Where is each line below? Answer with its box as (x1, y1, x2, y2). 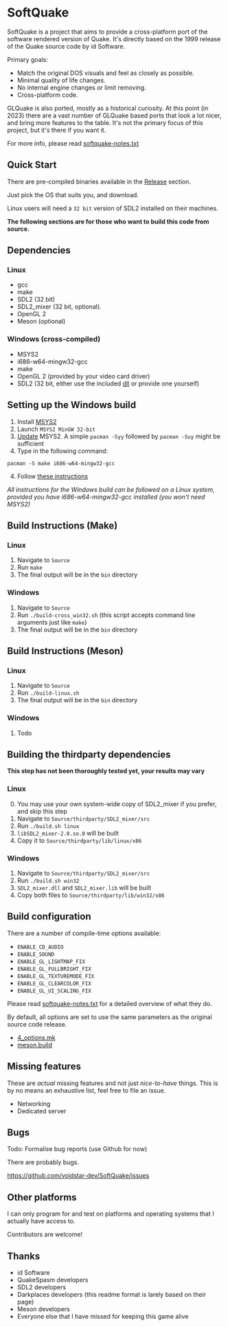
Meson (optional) (16, 317, 66, 326)
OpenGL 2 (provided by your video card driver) (16, 372, 150, 380)
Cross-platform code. (16, 91, 78, 99)
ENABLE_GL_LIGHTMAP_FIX (16, 958, 86, 965)
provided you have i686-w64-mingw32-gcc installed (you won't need (7, 493, 205, 501)
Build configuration (7, 911, 91, 922)
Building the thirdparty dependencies (7, 748, 171, 760)
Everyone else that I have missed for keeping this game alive (16, 1312, 189, 1320)
